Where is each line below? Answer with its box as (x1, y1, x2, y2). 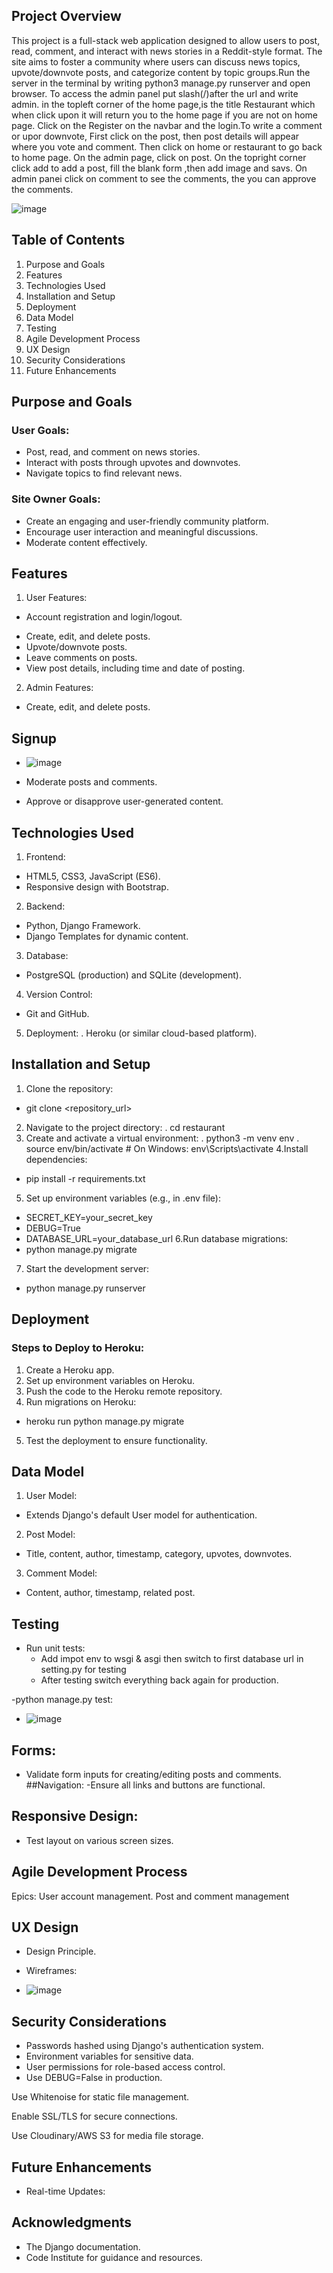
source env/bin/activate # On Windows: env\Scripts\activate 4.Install (25, 1142, 309, 1154)
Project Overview (11, 8, 122, 25)
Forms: (11, 1742, 57, 1759)
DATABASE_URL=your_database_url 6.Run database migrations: (25, 1232, 289, 1244)
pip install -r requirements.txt (25, 1172, 146, 1184)
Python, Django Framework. (25, 920, 141, 932)
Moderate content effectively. (25, 536, 148, 548)
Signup (11, 730, 58, 747)
